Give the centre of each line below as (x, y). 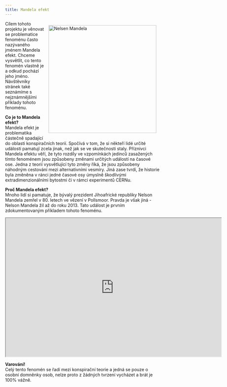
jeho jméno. (17, 76)
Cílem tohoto (18, 24)
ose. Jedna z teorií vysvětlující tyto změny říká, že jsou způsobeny (72, 164)
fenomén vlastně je (25, 66)
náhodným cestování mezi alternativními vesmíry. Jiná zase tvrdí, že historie (82, 169)
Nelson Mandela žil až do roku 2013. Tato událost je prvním (65, 205)
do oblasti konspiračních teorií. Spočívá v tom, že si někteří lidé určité (76, 143)
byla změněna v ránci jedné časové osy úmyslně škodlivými (66, 175)
